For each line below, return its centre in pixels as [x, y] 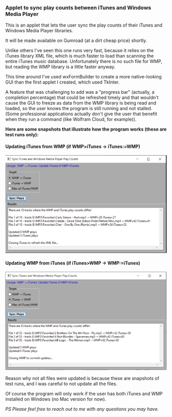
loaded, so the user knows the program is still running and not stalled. [79, 109]
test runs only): [22, 135]
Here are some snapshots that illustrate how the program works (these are [86, 129]
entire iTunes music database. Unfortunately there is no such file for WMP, [84, 61]
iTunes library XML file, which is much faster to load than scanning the [80, 56]
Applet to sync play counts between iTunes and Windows [78, 8]
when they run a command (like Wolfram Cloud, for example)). [71, 119]
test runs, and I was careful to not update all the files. [61, 384]
